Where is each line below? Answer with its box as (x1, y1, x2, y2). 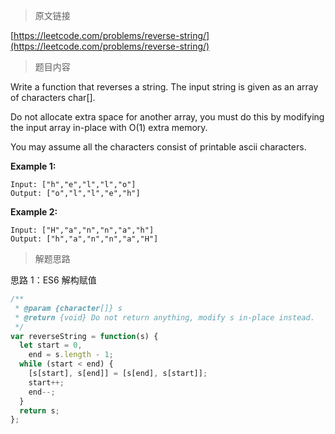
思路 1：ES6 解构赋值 (10, 274, 97, 286)
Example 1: (10, 160, 57, 172)
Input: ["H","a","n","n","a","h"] (10, 225, 155, 235)
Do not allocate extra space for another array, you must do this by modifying (10, 111, 325, 123)
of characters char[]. (10, 92, 96, 103)
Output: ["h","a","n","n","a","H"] (10, 234, 159, 244)
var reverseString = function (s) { (10, 331, 159, 341)
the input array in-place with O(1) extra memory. (10, 122, 208, 133)
